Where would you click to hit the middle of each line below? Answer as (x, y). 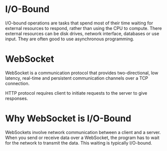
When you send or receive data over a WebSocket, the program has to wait (82, 138)
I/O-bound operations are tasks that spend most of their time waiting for (79, 23)
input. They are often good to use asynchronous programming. (70, 39)
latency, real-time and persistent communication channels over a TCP (77, 78)
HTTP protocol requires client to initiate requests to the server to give (76, 93)
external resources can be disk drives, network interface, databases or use (82, 33)
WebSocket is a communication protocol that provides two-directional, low (82, 73)
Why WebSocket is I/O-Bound (68, 119)
